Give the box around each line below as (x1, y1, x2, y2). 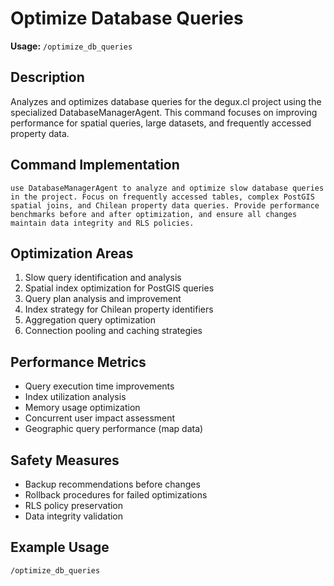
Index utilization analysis (24, 391, 127, 403)
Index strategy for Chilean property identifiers (24, 303, 214, 316)
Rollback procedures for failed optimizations (24, 489, 208, 501)
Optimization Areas (10, 245, 134, 262)
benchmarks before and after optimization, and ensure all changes (10, 209, 298, 219)
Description (10, 69, 85, 86)
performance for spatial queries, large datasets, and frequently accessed (10, 117, 312, 129)
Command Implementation (10, 157, 180, 174)
